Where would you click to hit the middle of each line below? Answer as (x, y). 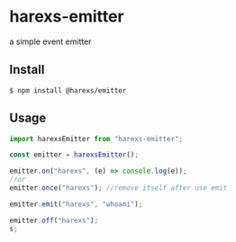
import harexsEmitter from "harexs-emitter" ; (96, 139)
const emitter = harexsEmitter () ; (74, 155)
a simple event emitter (50, 41)
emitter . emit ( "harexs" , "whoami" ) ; (76, 204)
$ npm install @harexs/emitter (68, 90)
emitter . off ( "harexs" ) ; (54, 220)
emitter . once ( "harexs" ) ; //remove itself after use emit (118, 188)
